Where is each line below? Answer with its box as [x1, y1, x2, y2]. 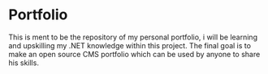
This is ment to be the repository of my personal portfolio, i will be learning [8, 32, 258, 42]
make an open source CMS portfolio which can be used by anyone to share [8, 49, 261, 59]
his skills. [8, 58, 39, 68]
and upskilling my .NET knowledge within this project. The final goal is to [8, 40, 252, 50]
